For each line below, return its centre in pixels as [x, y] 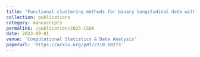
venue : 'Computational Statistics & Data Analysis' [71, 39]
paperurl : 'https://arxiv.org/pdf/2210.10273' [65, 45]
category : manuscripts [34, 23]
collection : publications [38, 17]
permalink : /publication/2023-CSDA [50, 28]
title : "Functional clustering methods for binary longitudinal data [94, 12]
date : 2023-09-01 [28, 34]
